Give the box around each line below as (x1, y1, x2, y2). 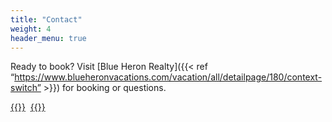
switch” (10, 82, 42, 94)
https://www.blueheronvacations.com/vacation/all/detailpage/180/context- (14, 71, 323, 83)
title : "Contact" (10, 14, 83, 25)
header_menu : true (10, 33, 87, 43)
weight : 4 (10, 24, 52, 34)
